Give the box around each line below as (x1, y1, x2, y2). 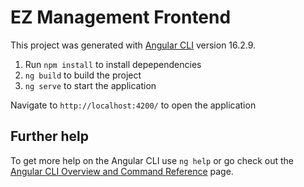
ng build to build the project (24, 69, 142, 81)
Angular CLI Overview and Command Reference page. (10, 165, 234, 177)
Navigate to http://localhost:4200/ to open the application (10, 99, 257, 111)
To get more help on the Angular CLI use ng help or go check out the (10, 154, 294, 166)
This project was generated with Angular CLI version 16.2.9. (10, 39, 257, 51)
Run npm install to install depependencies (24, 58, 202, 70)
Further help (10, 128, 90, 145)
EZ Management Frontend (10, 6, 232, 29)
